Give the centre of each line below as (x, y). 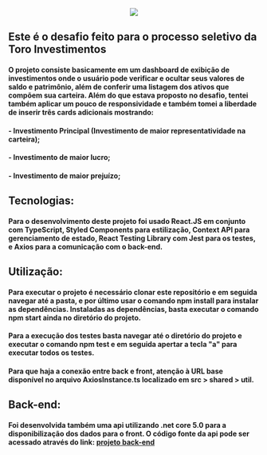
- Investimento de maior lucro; (59, 158)
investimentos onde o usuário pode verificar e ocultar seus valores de (126, 78)
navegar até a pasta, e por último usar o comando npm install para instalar (133, 301)
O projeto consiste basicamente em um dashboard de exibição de (119, 70)
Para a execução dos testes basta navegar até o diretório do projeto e (125, 336)
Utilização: (35, 272)
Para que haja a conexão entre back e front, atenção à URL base (116, 371)
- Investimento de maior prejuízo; (65, 175)
